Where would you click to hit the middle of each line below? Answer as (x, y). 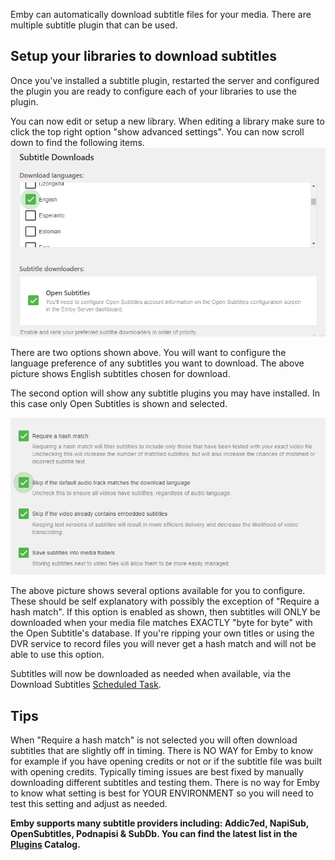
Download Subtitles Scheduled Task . (86, 685)
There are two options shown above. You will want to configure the (148, 353)
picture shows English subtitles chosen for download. (120, 374)
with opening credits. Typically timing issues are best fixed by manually (157, 772)
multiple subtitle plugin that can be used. (94, 25)
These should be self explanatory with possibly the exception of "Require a (165, 601)
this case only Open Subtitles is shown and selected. (119, 404)
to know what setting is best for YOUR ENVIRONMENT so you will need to (162, 793)
